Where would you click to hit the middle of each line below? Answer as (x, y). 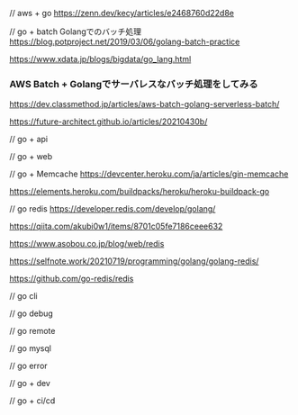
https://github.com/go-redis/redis (72, 279)
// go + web (31, 157)
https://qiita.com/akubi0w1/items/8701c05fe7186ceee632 (116, 226)
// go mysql (31, 348)
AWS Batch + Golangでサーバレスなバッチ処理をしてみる (134, 84)
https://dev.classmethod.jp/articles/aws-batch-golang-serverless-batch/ (144, 104)
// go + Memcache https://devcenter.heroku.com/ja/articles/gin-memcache (149, 174)
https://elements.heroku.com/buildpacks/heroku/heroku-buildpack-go (140, 192)
